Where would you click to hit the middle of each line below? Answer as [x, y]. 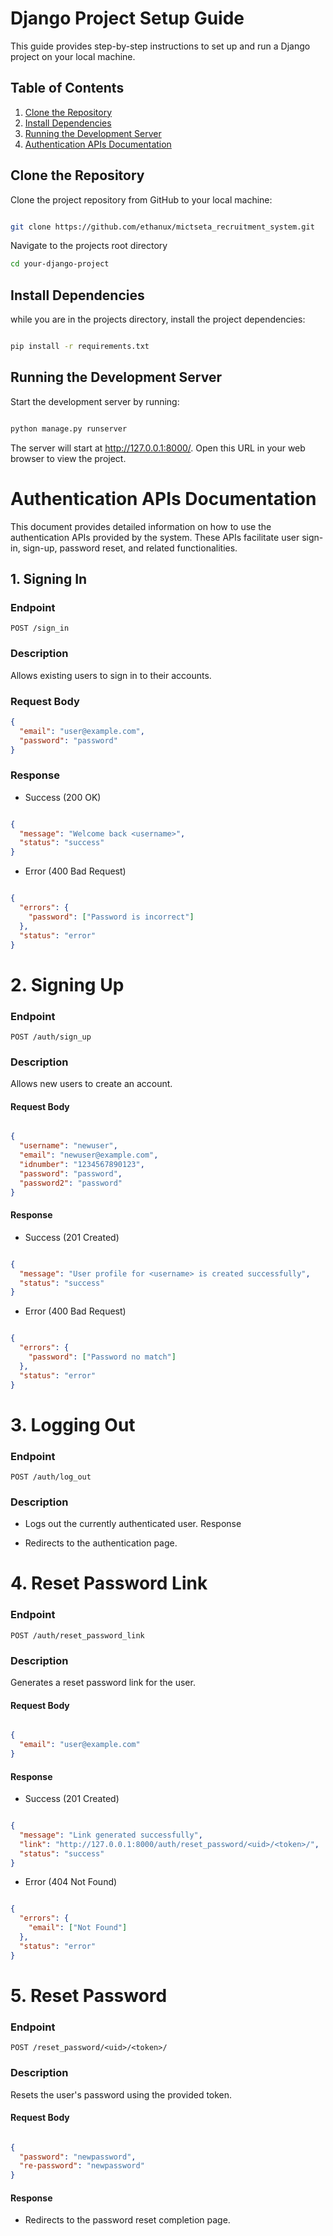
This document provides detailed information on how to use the [141, 526]
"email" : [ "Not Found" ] [78, 1928]
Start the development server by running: [95, 401]
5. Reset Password [89, 1995]
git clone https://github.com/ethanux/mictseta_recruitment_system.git [162, 227]
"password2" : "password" [71, 1183]
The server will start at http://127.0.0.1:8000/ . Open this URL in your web [158, 448]
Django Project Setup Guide [127, 18]
